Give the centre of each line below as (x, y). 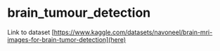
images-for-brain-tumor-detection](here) (67, 39)
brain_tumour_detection (79, 13)
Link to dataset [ (31, 32)
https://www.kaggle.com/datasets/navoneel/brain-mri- (133, 32)
